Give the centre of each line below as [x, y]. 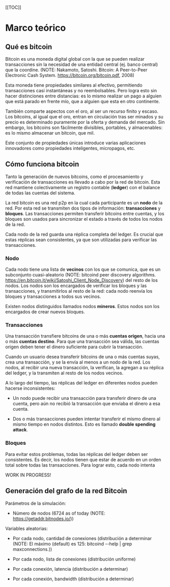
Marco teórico [36, 28]
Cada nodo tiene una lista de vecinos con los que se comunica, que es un [83, 269]
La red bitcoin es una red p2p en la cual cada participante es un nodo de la [84, 202]
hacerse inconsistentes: [30, 388]
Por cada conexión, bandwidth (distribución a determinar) [73, 579]
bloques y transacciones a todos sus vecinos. [53, 297]
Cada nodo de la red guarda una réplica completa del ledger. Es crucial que [84, 234]
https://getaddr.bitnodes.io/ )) [43, 518]
